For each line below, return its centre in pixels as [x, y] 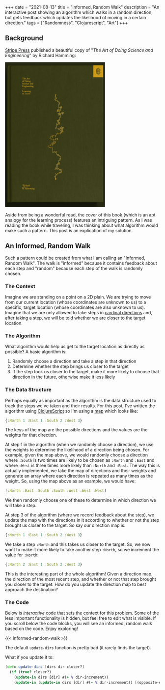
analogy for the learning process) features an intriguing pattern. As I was [79, 220]
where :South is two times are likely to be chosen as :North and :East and [80, 460]
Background [24, 38]
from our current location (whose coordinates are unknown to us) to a [76, 302]
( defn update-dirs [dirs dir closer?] [45, 667]
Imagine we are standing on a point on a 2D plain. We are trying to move [78, 297]
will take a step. [21, 506]
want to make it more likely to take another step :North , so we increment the [82, 550]
